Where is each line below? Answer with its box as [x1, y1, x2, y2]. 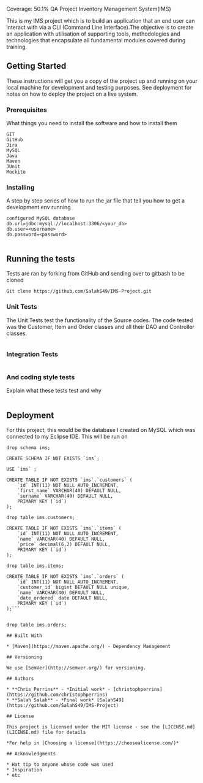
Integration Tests [6, 350, 58, 358]
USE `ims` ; [6, 466, 37, 472]
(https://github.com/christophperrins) [6, 692, 108, 698]
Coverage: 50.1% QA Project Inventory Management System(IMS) [6, 6, 171, 12]
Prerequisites [6, 106, 47, 114]
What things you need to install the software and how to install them [6, 120, 177, 127]
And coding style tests [6, 372, 75, 381]
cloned [6, 276, 24, 284]
